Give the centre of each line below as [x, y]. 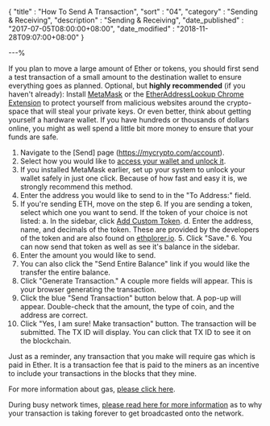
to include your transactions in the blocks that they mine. [103, 373]
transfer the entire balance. [65, 272]
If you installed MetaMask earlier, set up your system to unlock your [133, 170]
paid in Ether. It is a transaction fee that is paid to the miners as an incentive [134, 365]
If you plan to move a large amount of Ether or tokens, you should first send [134, 68]
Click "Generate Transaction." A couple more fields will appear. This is [136, 281]
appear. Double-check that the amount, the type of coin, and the [127, 306]
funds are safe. [33, 137]
